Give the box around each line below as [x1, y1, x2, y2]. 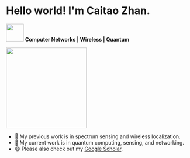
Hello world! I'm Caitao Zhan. [6, 4, 150, 18]
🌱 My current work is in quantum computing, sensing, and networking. [14, 139, 184, 146]
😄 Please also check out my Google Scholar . [14, 145, 123, 152]
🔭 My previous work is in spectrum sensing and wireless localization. [14, 133, 181, 140]
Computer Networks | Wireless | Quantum [25, 36, 130, 43]
